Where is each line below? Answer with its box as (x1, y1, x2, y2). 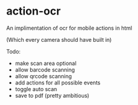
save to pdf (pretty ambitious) (15, 92, 90, 99)
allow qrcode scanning (15, 72, 72, 80)
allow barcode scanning (15, 66, 75, 73)
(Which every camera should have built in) (6, 36, 112, 43)
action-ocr (6, 4, 61, 18)
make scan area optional (15, 59, 77, 67)
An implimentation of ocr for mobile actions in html (6, 24, 133, 32)
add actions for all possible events (15, 79, 101, 86)
